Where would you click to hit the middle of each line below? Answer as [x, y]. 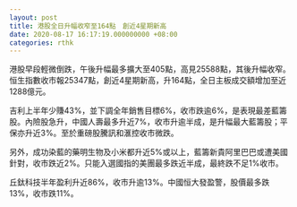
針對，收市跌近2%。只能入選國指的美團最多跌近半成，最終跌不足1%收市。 [146, 163]
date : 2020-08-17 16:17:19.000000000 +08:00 [93, 34]
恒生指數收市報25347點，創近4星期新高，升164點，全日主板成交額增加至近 [148, 81]
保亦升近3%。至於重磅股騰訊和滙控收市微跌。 [94, 133]
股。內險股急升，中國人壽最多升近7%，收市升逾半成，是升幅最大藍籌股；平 [148, 122]
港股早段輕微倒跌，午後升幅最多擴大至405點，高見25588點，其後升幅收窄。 [150, 69]
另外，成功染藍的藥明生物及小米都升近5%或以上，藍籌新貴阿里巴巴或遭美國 [149, 152]
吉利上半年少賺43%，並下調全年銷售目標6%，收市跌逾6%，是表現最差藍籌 [148, 111]
